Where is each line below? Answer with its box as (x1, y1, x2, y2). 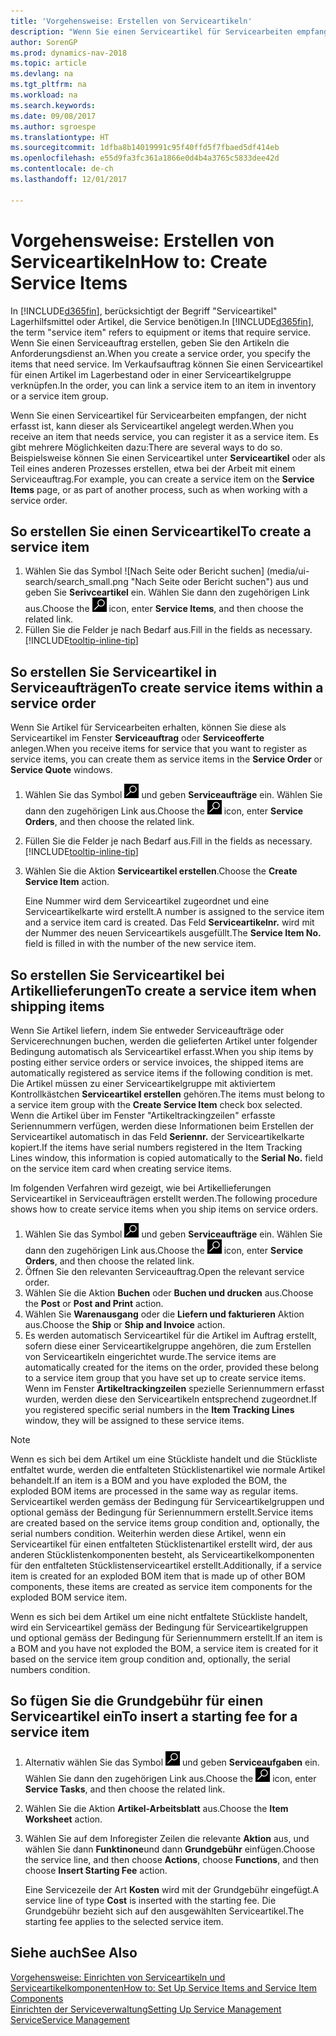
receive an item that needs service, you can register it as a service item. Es (10, 430, 320, 442)
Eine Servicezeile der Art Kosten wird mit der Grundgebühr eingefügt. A (24, 1883, 320, 1895)
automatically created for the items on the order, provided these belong (24, 1361, 319, 1373)
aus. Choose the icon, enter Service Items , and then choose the (24, 603, 304, 615)
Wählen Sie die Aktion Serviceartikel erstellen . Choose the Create (24, 865, 298, 877)
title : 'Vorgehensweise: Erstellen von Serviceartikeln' (10, 16, 253, 26)
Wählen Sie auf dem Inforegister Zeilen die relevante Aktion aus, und (24, 1832, 310, 1844)
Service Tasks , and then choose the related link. (24, 1783, 226, 1795)
